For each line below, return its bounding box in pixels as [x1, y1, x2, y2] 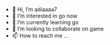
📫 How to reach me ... [12, 32, 69, 39]
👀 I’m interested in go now [12, 12, 78, 19]
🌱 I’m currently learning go [12, 19, 79, 26]
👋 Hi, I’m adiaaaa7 [12, 6, 58, 13]
